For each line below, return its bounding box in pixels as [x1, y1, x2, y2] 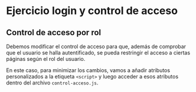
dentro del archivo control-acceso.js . [6, 79, 99, 86]
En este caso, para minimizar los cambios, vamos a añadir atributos [6, 67, 170, 74]
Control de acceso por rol [6, 28, 102, 38]
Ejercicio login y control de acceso [6, 4, 178, 18]
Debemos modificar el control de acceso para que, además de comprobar [6, 43, 187, 50]
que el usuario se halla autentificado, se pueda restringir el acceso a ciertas [6, 49, 191, 56]
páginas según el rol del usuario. [6, 56, 86, 62]
